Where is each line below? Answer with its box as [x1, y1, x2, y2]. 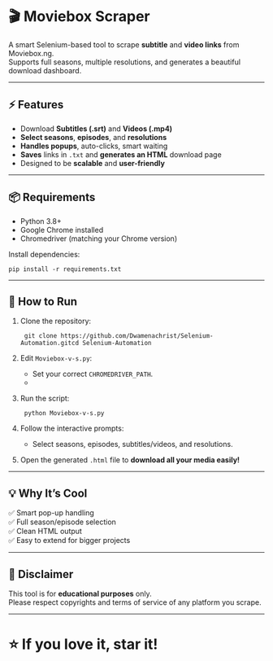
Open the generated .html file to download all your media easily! [19, 455, 240, 465]
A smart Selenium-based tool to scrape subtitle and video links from [8, 39, 240, 50]
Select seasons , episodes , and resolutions [19, 132, 167, 142]
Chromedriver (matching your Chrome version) [19, 234, 177, 243]
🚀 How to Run [8, 295, 78, 309]
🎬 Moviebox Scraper [8, 7, 150, 26]
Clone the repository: [19, 316, 92, 326]
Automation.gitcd [19, 339, 80, 348]
